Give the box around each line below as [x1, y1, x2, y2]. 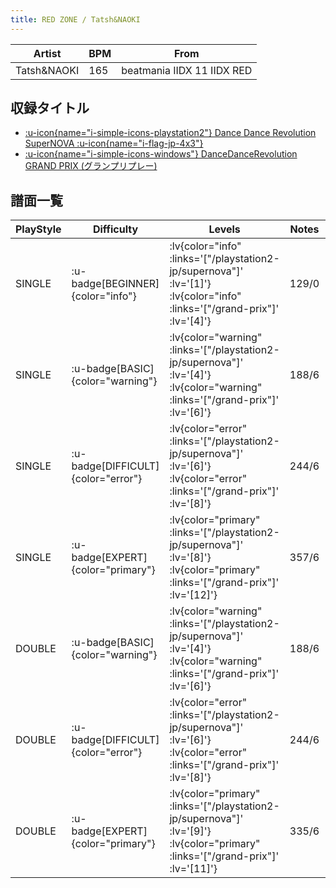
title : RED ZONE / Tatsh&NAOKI [10, 14, 141, 25]
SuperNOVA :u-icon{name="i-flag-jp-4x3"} [24, 137, 204, 150]
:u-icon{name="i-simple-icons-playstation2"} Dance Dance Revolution [24, 127, 317, 139]
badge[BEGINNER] [71, 277, 160, 291]
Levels [208, 222, 241, 236]
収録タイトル [10, 100, 90, 117]
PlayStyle [15, 222, 62, 236]
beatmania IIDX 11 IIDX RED [121, 63, 253, 77]
